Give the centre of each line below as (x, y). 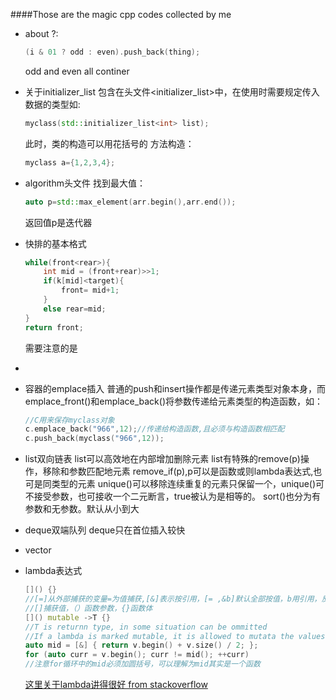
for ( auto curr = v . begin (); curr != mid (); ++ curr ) (137, 655)
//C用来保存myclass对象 (69, 420)
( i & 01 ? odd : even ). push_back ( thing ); (112, 52)
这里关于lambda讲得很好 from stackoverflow (116, 684)
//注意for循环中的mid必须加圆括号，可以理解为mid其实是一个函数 (142, 664)
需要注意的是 (51, 348)
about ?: (41, 33)
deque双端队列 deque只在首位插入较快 (105, 530)
